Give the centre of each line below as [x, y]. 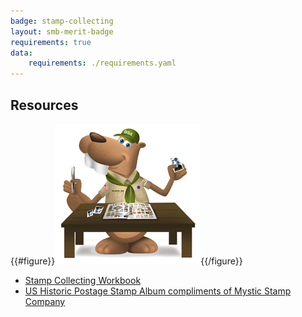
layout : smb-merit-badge [62, 31]
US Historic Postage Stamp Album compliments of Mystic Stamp [158, 291]
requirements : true [51, 42]
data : [21, 53]
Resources [44, 105]
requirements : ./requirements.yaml [102, 63]
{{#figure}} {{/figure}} [126, 261]
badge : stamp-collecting [62, 21]
